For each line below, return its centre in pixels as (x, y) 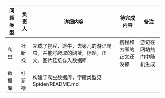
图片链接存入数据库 (65, 61)
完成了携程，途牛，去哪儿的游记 (70, 46)
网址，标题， (87, 53)
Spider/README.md (55, 84)
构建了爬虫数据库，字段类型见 (67, 78)
